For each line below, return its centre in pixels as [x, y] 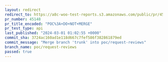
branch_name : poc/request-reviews [41, 47]
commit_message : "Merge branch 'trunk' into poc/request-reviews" [75, 42]
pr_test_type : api [24, 28]
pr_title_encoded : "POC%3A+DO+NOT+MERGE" [49, 24]
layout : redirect [23, 10]
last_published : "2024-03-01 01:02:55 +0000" [53, 33]
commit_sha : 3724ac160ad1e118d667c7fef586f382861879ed [63, 38]
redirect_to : [18, 14]
